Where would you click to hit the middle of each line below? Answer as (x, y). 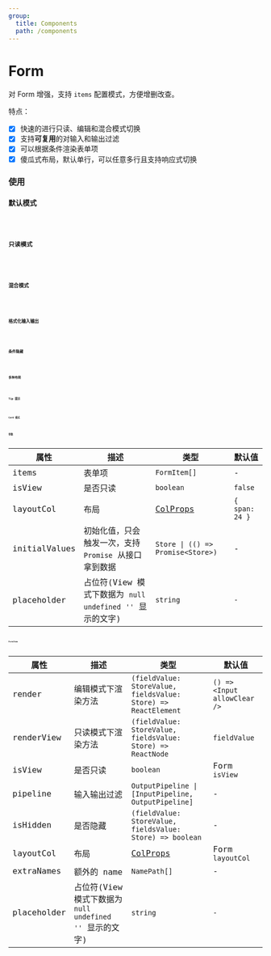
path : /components (47, 31)
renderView (37, 738)
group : (19, 16)
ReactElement (156, 710)
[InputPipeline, (162, 794)
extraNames (37, 871)
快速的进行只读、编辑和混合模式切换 (80, 129)
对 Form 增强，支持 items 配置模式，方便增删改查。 (94, 95)
